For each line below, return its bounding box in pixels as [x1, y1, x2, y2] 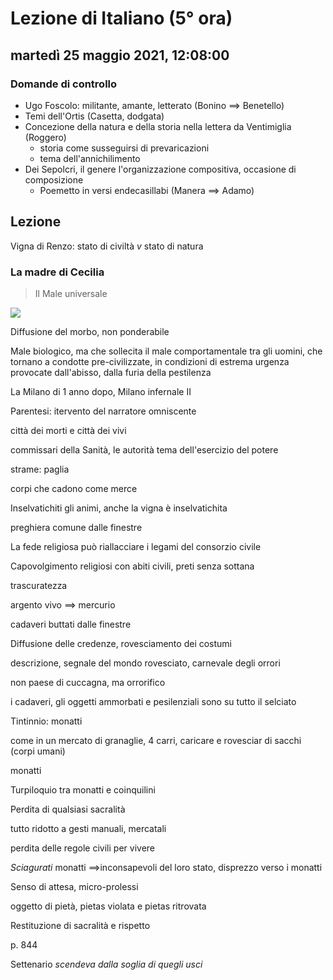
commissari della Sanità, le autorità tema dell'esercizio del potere [10, 443, 279, 456]
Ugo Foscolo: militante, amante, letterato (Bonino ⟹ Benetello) [24, 99, 285, 111]
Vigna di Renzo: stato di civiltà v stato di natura [10, 240, 204, 252]
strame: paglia [10, 463, 70, 475]
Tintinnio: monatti [10, 715, 83, 727]
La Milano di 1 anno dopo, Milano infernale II [10, 385, 192, 397]
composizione [24, 173, 84, 186]
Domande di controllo [10, 77, 118, 91]
